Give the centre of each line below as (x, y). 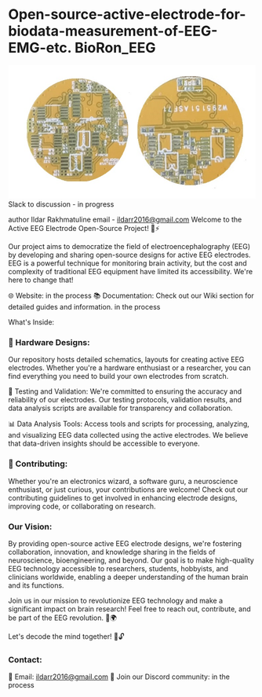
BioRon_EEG (115, 48)
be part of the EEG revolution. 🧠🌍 (63, 618)
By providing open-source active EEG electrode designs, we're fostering (125, 543)
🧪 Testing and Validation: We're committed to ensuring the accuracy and (125, 391)
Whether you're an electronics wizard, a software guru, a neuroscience (123, 481)
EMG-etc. (40, 48)
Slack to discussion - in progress (61, 204)
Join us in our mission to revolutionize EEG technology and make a (116, 600)
